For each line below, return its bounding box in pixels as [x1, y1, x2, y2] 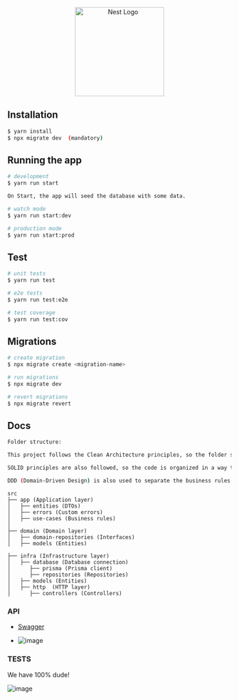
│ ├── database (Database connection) [7, 558, 129, 566]
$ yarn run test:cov [7, 316, 69, 323]
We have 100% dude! [7, 670, 70, 679]
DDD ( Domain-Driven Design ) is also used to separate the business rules [7, 478, 231, 485]
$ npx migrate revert [7, 400, 72, 407]
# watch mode [7, 205, 46, 212]
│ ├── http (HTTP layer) [7, 583, 91, 591]
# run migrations [7, 374, 59, 381]
